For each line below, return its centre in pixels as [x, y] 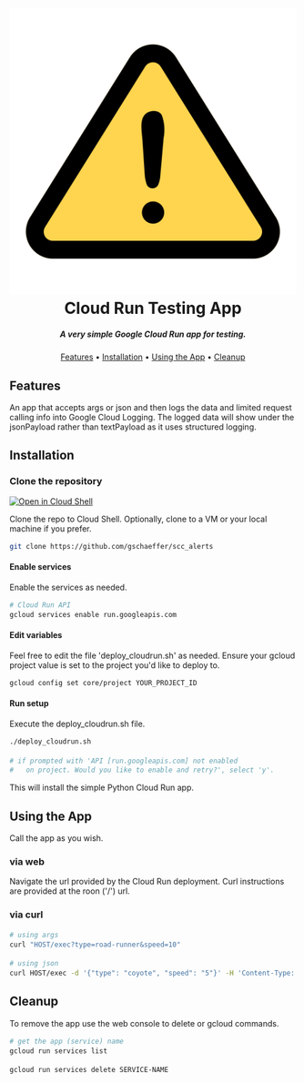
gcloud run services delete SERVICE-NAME [89, 1070]
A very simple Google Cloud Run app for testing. [153, 334]
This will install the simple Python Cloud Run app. [101, 788]
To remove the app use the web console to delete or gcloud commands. [144, 1023]
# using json [34, 964]
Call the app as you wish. [56, 838]
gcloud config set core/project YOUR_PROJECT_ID [103, 683]
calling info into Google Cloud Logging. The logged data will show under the [152, 417]
